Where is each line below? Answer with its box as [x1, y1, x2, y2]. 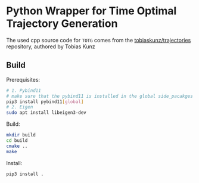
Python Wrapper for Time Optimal [6, 4, 177, 18]
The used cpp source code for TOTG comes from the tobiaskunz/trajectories [6, 36, 191, 44]
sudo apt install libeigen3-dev [6, 110, 86, 116]
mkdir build [6, 132, 36, 138]
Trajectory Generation [6, 17, 118, 30]
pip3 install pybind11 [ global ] [6, 98, 84, 105]
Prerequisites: [6, 76, 41, 83]
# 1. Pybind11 [6, 88, 42, 94]
